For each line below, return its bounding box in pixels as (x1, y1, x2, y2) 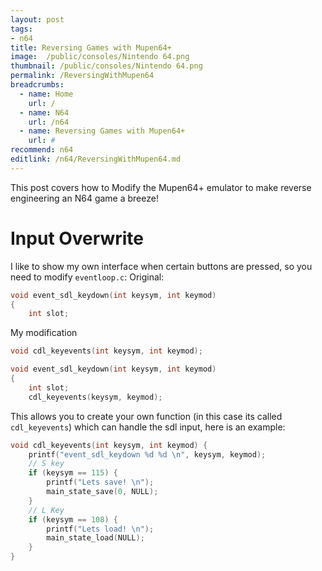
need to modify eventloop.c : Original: (10, 271, 165, 283)
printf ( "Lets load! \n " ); (46, 524, 155, 534)
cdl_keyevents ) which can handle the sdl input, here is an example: (10, 421, 286, 433)
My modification (10, 327, 78, 339)
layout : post (10, 14, 65, 25)
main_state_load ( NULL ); (46, 533, 145, 543)
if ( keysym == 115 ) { (28, 468, 118, 478)
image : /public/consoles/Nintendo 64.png (10, 52, 190, 62)
